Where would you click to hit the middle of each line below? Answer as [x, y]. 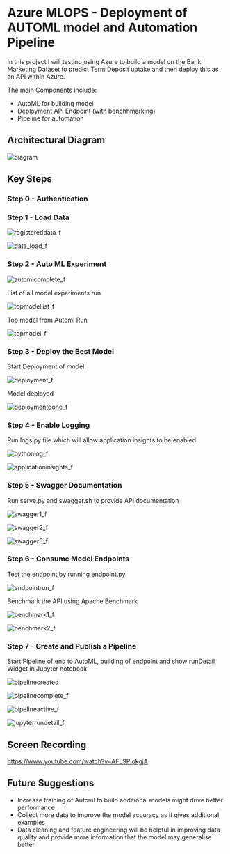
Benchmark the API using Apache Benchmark [72, 601]
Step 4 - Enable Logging [49, 425]
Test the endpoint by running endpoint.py [66, 574]
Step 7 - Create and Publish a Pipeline [72, 646]
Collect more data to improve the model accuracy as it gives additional [118, 815]
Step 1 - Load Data [38, 217]
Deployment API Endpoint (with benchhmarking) [86, 111]
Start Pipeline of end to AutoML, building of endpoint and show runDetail [111, 661]
